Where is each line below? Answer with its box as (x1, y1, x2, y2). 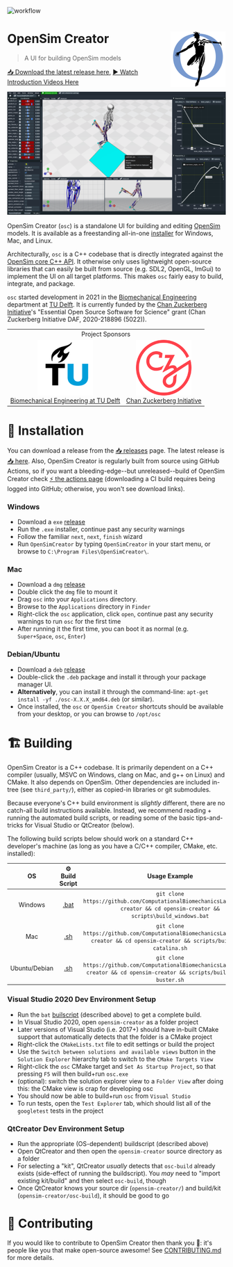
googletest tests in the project (17, 1106, 104, 1115)
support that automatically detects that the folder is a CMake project (17, 1033, 213, 1041)
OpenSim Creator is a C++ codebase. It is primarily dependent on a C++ (7, 763, 214, 771)
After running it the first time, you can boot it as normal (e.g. (17, 624, 189, 633)
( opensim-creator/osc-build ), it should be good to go (17, 1191, 170, 1200)
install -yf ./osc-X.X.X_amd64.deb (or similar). (17, 695, 155, 703)
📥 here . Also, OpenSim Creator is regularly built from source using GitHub (7, 456, 220, 465)
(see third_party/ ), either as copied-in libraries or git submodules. (19, 785, 212, 793)
